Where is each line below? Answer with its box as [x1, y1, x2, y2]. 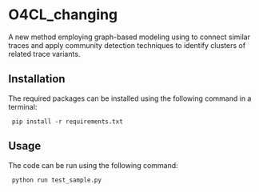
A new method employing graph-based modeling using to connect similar [8, 32, 250, 42]
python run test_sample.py [11, 176, 102, 184]
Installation [8, 72, 66, 86]
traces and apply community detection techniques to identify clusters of [8, 40, 246, 50]
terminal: [8, 102, 38, 111]
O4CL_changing [8, 6, 118, 24]
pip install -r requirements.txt [11, 118, 124, 126]
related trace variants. [8, 49, 81, 58]
